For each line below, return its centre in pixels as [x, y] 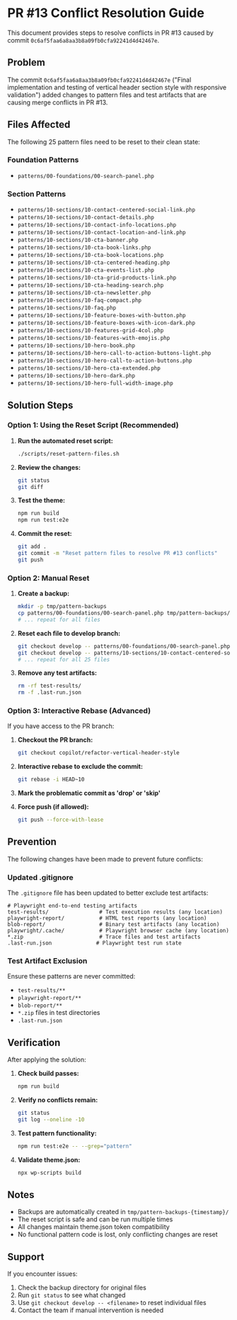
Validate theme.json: [49, 1160]
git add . [32, 547]
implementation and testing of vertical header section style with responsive [117, 87]
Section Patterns [37, 194]
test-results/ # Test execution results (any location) [115, 912]
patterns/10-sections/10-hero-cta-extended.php [89, 368]
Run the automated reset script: [65, 441]
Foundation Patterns [43, 160]
